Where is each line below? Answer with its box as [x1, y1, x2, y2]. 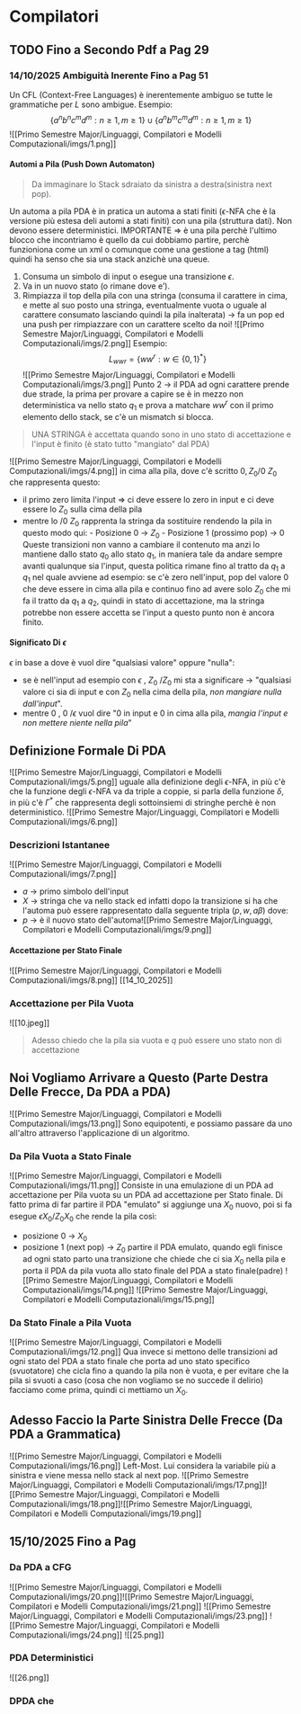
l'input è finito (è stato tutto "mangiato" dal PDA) [31, 438, 210, 449]
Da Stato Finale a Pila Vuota [9, 1316, 132, 1328]
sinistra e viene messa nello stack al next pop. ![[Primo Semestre [9, 1469, 250, 1480]
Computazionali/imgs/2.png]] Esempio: [22, 337, 168, 348]
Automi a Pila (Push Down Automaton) [9, 159, 155, 170]
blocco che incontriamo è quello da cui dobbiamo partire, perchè [9, 234, 250, 245]
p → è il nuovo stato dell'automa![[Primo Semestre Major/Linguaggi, [22, 915, 273, 925]
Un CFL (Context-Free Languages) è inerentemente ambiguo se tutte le [9, 89, 273, 100]
